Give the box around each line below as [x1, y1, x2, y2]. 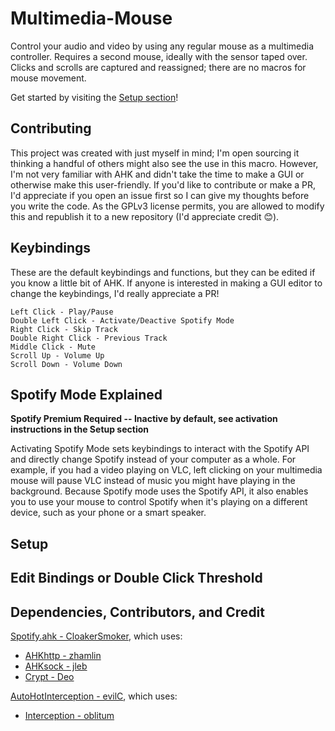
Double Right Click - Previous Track [10, 333, 168, 343]
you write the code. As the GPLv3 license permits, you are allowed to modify [10, 200, 325, 212]
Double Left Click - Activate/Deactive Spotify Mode [10, 315, 235, 326]
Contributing [10, 120, 92, 137]
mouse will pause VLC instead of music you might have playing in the [10, 475, 296, 487]
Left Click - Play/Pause [10, 307, 114, 317]
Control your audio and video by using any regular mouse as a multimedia [10, 40, 315, 52]
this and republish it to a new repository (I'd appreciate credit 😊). [10, 210, 280, 222]
